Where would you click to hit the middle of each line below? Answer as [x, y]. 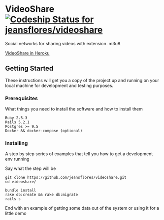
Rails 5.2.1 [17, 122]
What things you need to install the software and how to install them [74, 109]
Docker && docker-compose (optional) [44, 131]
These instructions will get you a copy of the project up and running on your [82, 80]
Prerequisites [21, 98]
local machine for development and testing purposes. [59, 85]
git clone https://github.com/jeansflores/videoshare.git [66, 178]
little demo [16, 213]
